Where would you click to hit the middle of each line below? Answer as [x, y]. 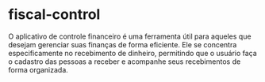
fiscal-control [54, 15]
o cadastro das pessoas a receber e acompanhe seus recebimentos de [125, 61]
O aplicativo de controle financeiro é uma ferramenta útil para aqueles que [130, 36]
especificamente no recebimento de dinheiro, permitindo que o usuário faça [133, 53]
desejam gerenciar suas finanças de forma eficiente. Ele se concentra [123, 44]
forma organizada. [38, 69]
